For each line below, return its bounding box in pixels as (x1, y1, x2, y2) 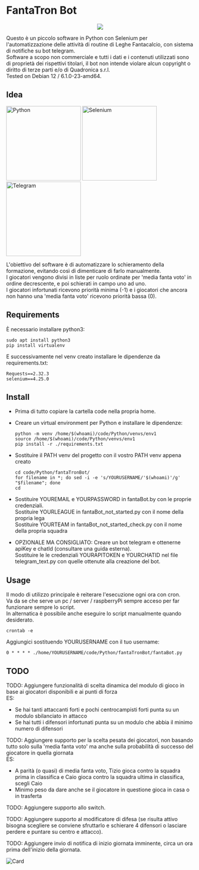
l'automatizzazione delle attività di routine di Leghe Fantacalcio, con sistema (6, 41, 194, 48)
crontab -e (6, 628, 33, 634)
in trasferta (14, 793, 42, 799)
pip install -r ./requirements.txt (14, 442, 104, 448)
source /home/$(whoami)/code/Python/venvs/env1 (14, 436, 135, 442)
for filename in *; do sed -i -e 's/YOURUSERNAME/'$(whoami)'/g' (14, 475, 181, 481)
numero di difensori (14, 725, 63, 732)
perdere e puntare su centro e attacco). (6, 828, 103, 835)
